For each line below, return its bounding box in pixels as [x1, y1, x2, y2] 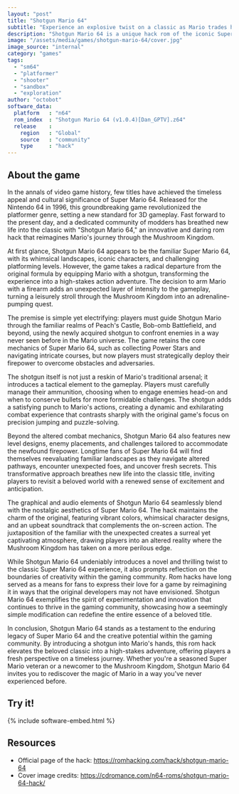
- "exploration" [14, 90, 62, 97]
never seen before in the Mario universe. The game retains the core [7, 336, 206, 345]
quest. [34, 299, 53, 308]
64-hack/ [17, 778, 46, 787]
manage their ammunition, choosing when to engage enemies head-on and [7, 387, 228, 396]
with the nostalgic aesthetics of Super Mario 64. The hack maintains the [7, 505, 218, 514]
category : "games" [7, 50, 62, 58]
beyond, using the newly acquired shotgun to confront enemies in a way [7, 328, 219, 337]
